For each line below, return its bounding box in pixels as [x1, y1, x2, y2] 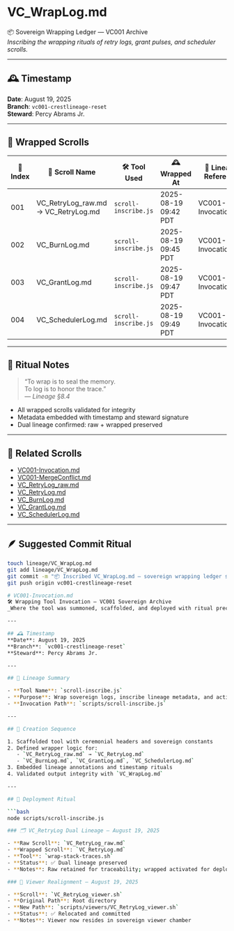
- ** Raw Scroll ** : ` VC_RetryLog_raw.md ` [7, 840, 127, 847]
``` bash [7, 808, 30, 815]
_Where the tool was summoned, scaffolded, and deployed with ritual [7, 605, 214, 612]
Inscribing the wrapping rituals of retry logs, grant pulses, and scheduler [7, 38, 216, 46]
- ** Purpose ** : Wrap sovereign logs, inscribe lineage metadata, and [7, 694, 214, 701]
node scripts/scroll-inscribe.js [7, 815, 104, 822]
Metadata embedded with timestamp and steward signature [17, 413, 189, 422]
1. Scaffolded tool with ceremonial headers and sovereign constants [7, 738, 214, 745]
